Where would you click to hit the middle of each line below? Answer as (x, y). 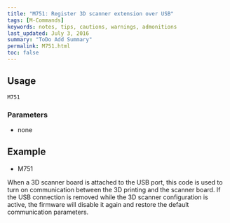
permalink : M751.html (39, 46)
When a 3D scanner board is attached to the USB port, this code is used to (115, 182)
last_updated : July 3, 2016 (48, 33)
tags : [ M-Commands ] (36, 20)
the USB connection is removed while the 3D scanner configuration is (108, 197)
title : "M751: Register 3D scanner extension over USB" (90, 14)
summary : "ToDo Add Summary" (50, 40)
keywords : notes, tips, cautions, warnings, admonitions (92, 27)
